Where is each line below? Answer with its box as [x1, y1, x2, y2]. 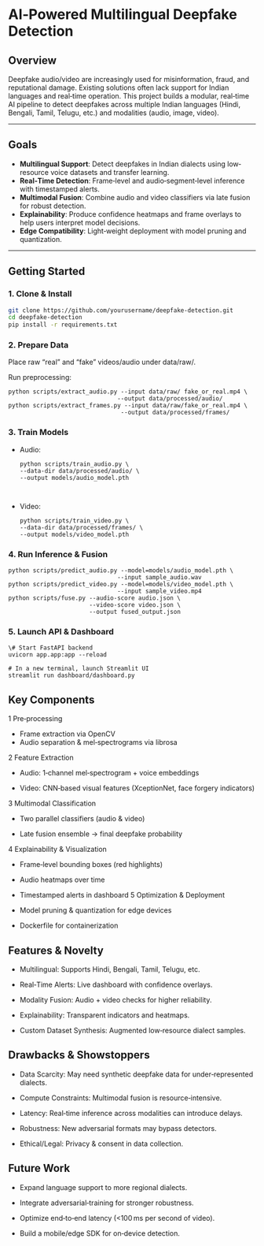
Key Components [8, 693, 95, 706]
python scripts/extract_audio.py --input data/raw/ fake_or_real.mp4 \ [8, 388, 247, 396]
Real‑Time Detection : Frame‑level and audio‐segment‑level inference [19, 176, 245, 185]
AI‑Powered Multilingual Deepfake [8, 6, 237, 24]
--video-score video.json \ [89, 601, 181, 609]
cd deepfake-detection [8, 314, 82, 322]
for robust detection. [19, 201, 86, 210]
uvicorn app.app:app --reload [8, 651, 108, 659]
